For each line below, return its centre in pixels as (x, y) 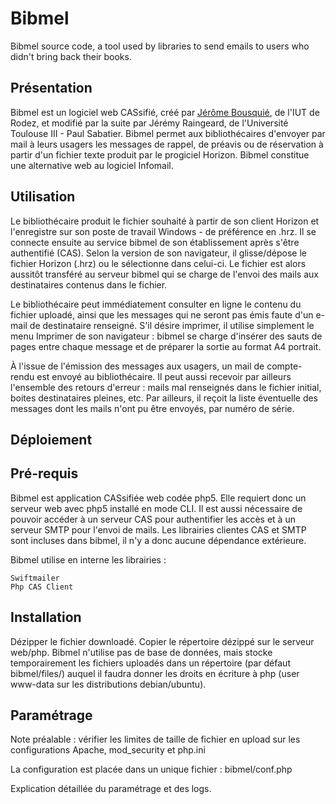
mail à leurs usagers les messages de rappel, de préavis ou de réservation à (167, 144)
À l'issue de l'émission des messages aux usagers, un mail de (137, 366)
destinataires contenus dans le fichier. (89, 284)
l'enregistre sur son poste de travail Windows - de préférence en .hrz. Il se (163, 231)
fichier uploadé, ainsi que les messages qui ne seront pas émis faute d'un (162, 314)
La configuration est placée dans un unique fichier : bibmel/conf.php (151, 769)
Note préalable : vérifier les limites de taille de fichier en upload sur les (155, 739)
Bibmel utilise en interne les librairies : (88, 559)
